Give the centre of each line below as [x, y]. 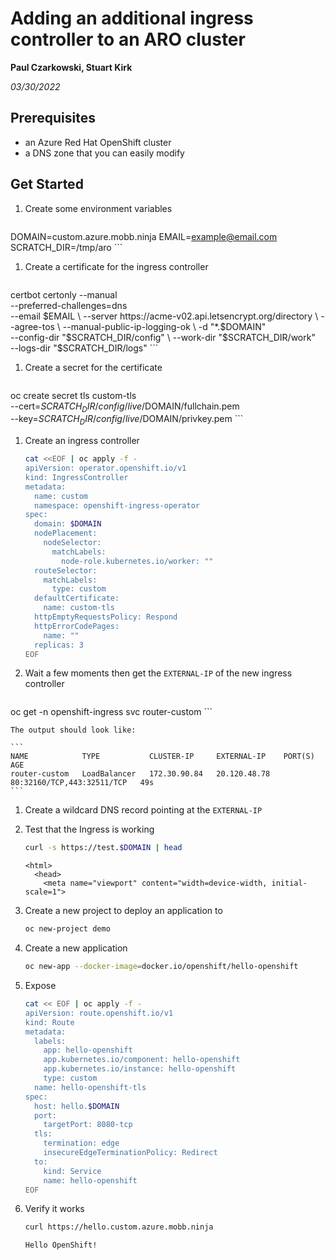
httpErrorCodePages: [77, 626]
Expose [40, 986]
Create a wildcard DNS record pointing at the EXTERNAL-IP [143, 810]
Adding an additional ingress [132, 18]
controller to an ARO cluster [128, 39]
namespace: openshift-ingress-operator [117, 505]
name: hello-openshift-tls [90, 1087]
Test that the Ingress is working [89, 829]
